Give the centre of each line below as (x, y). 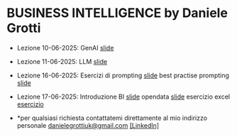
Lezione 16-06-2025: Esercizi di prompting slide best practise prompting (123, 75)
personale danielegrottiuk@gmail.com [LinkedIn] (88, 125)
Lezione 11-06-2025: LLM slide (62, 61)
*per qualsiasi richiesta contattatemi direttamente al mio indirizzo (112, 118)
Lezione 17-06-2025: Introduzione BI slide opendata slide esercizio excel (123, 97)
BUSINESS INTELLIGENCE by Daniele (117, 13)
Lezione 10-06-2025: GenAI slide (65, 48)
